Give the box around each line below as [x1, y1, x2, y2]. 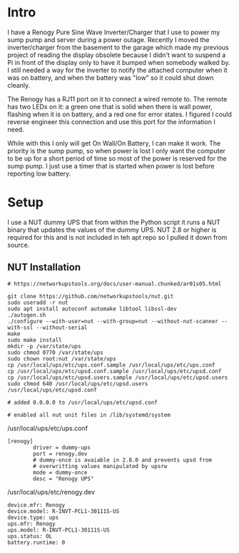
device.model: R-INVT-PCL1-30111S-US [7, 507, 120, 514]
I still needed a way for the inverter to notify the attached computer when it [7, 66, 228, 74]
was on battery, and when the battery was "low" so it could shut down [7, 73, 214, 82]
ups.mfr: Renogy [7, 520, 56, 527]
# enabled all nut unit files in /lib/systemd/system [7, 411, 171, 418]
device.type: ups [7, 514, 59, 521]
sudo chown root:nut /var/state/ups [7, 355, 116, 362]
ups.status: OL [7, 532, 53, 539]
